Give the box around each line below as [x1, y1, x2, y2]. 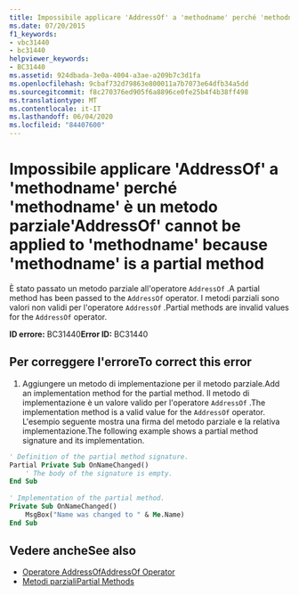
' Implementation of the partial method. [9, 493, 166, 503]
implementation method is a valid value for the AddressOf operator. [21, 406, 265, 417]
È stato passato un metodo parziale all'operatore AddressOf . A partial [9, 282, 261, 294]
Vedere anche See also [9, 543, 136, 558]
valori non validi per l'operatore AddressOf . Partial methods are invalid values [9, 302, 289, 313]
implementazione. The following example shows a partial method [21, 425, 258, 436]
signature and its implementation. [21, 435, 145, 445]
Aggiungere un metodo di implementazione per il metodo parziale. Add [21, 378, 280, 388]
